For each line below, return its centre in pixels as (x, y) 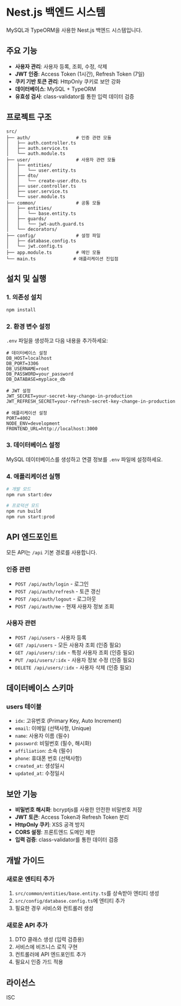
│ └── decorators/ (32, 229)
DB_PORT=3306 (22, 364)
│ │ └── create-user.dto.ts (46, 181)
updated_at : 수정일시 (40, 773)
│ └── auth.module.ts (36, 154)
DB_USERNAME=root (28, 369)
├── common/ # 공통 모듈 (53, 203)
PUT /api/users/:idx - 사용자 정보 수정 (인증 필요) (75, 660)
